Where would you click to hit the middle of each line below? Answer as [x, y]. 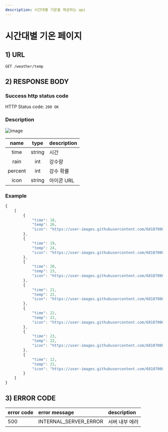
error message [56, 412]
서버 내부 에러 [123, 421]
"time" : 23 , [44, 336]
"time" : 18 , [44, 220]
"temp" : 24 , [44, 248]
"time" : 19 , [44, 243]
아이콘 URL [62, 180]
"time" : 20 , [44, 266]
